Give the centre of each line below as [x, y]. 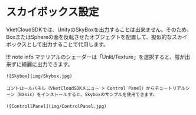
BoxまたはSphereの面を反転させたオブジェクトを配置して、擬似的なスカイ [97, 37]
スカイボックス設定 [53, 12]
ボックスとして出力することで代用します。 [58, 44]
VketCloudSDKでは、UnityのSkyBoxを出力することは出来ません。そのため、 [99, 29]
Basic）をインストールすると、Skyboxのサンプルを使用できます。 [88, 94]
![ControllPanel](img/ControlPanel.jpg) [57, 106]
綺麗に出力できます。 [47, 64]
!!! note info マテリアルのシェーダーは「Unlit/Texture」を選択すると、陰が [96, 57]
